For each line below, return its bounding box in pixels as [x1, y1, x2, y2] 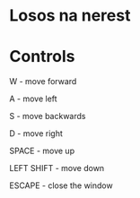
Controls [9, 47, 75, 67]
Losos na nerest [9, 5, 131, 26]
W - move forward [9, 76, 77, 87]
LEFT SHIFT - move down [9, 163, 105, 174]
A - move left [9, 93, 57, 104]
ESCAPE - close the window [9, 180, 114, 191]
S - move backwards [9, 111, 86, 122]
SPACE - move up [9, 145, 74, 157]
